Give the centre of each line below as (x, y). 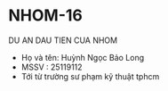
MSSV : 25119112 (52, 67)
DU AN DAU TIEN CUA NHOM (63, 40)
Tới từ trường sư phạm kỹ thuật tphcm (90, 76)
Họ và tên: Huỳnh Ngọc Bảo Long (83, 57)
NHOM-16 (46, 16)
